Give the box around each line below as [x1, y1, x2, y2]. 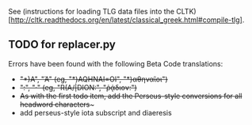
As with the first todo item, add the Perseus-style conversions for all [19, 91, 242, 100]
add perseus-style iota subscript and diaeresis [19, 108, 172, 117]
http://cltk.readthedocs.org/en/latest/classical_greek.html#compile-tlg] [10, 15, 243, 25]
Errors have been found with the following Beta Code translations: [8, 59, 223, 68]
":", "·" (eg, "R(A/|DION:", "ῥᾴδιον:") [19, 82, 137, 92]
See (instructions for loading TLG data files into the [8, 7, 175, 16]
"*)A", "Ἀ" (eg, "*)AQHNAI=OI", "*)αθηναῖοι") [19, 74, 168, 84]
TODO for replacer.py [8, 38, 116, 51]
